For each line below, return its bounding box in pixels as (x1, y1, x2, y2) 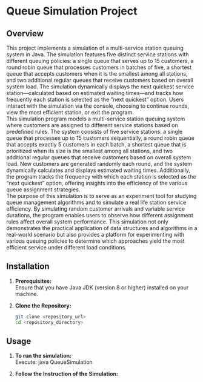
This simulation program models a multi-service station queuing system (6, 115, 185, 122)
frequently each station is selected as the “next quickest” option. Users (6, 96, 184, 103)
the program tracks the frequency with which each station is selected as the (6, 173, 196, 180)
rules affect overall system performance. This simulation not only (6, 218, 168, 225)
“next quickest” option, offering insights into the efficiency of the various (6, 180, 188, 186)
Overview (6, 28, 44, 39)
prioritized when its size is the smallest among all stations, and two (6, 147, 173, 154)
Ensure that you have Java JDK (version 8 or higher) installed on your (15, 283, 189, 291)
